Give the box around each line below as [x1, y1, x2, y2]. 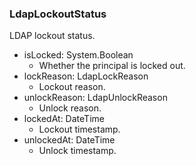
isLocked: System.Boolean [23, 49, 134, 61]
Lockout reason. [38, 81, 106, 93]
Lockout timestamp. [38, 123, 121, 136]
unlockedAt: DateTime [23, 134, 116, 146]
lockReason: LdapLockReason [23, 70, 149, 82]
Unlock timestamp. [38, 145, 117, 157]
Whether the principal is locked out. [38, 60, 186, 72]
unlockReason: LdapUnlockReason [23, 92, 168, 104]
